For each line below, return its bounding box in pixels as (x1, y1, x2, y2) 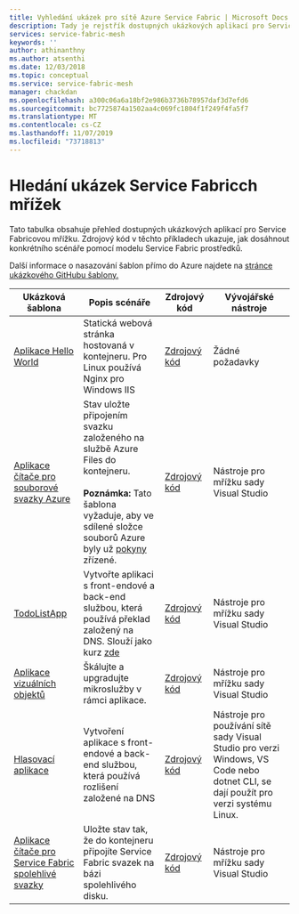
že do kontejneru (83, 834, 154, 846)
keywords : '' (9, 37, 58, 47)
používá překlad (83, 612, 151, 625)
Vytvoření (83, 724, 125, 737)
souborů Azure (83, 531, 146, 544)
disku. (83, 889, 109, 902)
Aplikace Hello (13, 344, 74, 357)
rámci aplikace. (83, 693, 147, 706)
